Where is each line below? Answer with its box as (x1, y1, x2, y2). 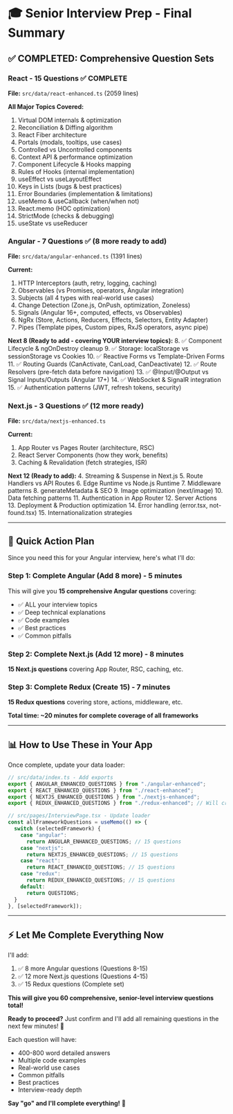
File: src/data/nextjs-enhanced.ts (8, 417, 106, 425)
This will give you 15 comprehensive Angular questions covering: (8, 586, 196, 595)
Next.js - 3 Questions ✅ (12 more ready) (8, 401, 145, 411)
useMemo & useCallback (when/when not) (17, 197, 140, 205)
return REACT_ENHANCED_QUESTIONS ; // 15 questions (26, 864, 176, 871)
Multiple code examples (17, 1056, 86, 1065)
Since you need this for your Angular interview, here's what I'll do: (8, 554, 196, 562)
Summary (8, 25, 65, 41)
